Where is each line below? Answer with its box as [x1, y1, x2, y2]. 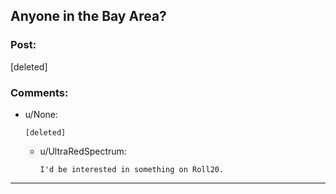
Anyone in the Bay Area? [10, 8, 167, 25]
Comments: [10, 85, 69, 99]
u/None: [24, 108, 59, 120]
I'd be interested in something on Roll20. [39, 164, 225, 174]
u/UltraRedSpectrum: [39, 145, 127, 157]
